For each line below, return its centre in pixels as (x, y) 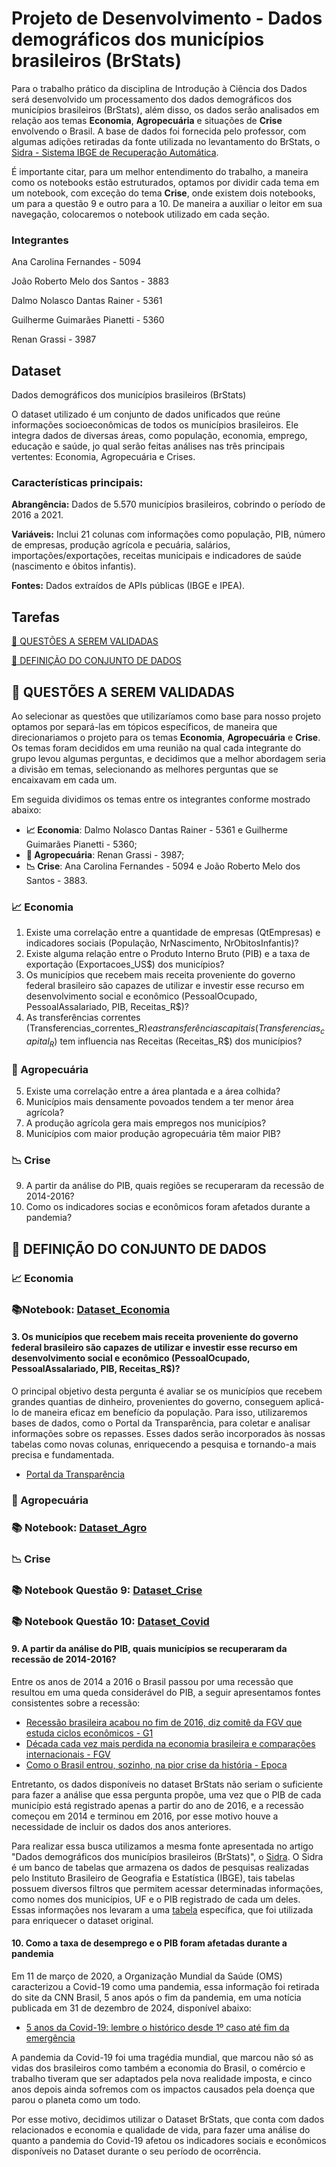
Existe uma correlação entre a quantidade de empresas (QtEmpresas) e (173, 933)
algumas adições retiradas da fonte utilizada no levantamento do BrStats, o (166, 141)
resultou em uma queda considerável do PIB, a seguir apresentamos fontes (166, 1692)
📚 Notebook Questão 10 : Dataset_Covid (110, 1621)
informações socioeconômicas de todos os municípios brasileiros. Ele (155, 425)
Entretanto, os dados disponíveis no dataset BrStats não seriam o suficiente (167, 1784)
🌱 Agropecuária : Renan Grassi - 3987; (105, 854)
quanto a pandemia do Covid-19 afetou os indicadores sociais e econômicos (169, 2140)
